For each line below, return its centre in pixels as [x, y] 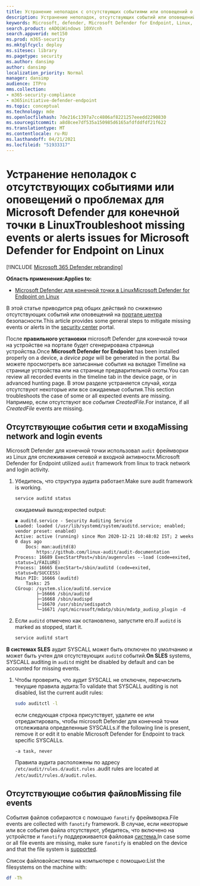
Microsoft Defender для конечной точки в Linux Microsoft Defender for [102, 290]
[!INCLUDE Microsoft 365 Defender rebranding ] [65, 267]
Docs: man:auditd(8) [51, 547]
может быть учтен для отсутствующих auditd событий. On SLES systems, [99, 656]
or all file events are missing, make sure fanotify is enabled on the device [97, 842]
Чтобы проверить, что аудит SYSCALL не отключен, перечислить [98, 680]
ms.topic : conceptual [33, 106]
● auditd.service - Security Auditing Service [74, 521]
